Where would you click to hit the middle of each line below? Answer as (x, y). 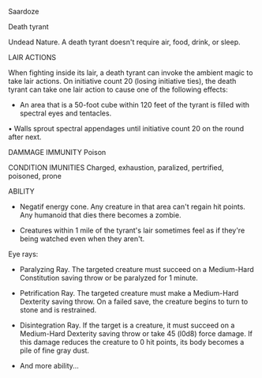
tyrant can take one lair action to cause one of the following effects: (118, 89)
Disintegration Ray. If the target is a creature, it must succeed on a (127, 325)
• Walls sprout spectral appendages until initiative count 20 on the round (126, 129)
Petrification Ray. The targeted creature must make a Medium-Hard (129, 293)
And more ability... (49, 366)
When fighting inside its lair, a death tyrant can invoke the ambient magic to (131, 73)
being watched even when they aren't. (82, 239)
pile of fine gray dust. (54, 350)
